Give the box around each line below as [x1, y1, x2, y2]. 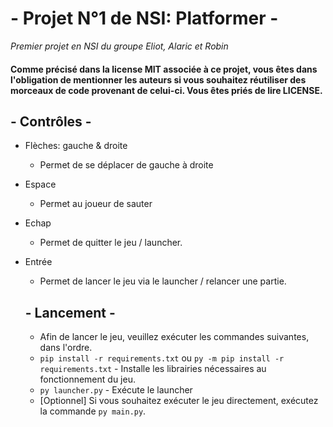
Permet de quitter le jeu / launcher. [39, 237, 183, 249]
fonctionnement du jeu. [39, 373, 136, 386]
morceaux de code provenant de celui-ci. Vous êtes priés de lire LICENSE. [10, 84, 323, 96]
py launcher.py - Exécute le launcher [39, 384, 193, 396]
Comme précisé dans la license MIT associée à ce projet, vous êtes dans [10, 63, 318, 75]
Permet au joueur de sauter [39, 198, 153, 210]
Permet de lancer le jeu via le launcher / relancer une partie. [39, 275, 287, 287]
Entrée [24, 256, 53, 268]
